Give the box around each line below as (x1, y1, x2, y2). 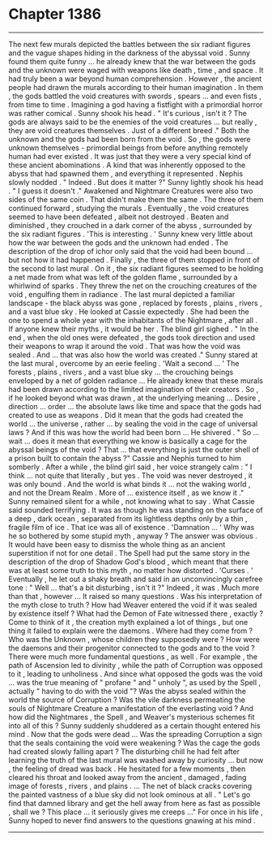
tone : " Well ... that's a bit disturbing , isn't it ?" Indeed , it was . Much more (8, 582, 260, 593)
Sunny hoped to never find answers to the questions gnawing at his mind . (8, 815, 257, 825)
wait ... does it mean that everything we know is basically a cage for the (8, 436, 248, 446)
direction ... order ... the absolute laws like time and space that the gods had (8, 401, 261, 411)
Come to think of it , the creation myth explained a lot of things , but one (8, 617, 249, 627)
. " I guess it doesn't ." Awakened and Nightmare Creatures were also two (8, 186, 253, 196)
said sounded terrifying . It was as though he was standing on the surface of (8, 505, 263, 515)
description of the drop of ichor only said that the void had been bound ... (8, 246, 253, 256)
